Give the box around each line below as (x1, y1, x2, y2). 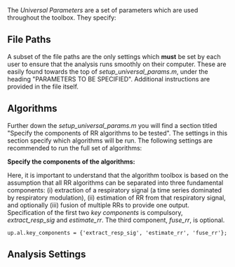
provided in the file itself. (7, 82, 79, 91)
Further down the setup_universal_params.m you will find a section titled (7, 121, 217, 129)
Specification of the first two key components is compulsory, (7, 208, 183, 216)
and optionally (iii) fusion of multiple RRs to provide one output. (7, 200, 189, 209)
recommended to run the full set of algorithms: (7, 143, 142, 152)
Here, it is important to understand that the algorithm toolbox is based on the (7, 171, 229, 179)
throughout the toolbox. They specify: (7, 13, 117, 22)
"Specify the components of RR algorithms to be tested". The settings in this (7, 129, 228, 137)
